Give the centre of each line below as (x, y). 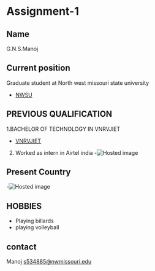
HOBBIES (24, 206)
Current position (38, 68)
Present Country (39, 172)
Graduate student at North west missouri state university (78, 83)
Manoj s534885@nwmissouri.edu (49, 262)
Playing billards (34, 221)
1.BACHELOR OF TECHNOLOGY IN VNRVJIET (63, 129)
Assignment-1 (43, 11)
